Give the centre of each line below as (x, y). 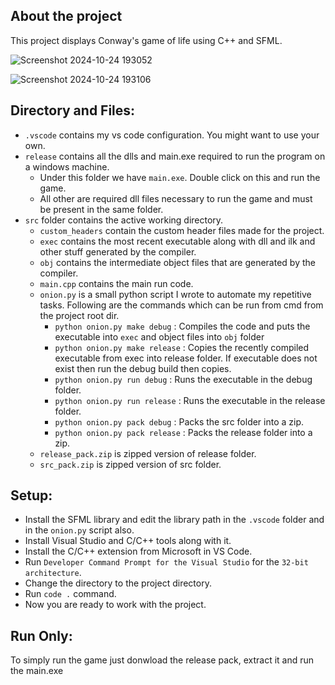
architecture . (53, 573)
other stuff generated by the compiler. (118, 251)
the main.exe (37, 671)
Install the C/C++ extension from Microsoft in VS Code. (138, 551)
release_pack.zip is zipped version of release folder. (148, 453)
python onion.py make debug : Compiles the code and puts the (182, 326)
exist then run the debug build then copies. (143, 368)
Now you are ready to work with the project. (115, 605)
